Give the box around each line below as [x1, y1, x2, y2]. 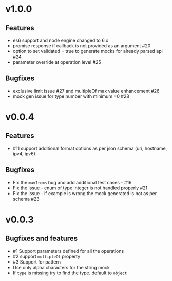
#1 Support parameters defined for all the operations [12, 248, 124, 254]
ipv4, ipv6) [12, 150, 36, 157]
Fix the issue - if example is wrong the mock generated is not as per [12, 190, 157, 196]
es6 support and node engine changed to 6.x [12, 37, 109, 43]
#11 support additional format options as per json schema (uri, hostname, [12, 145, 167, 151]
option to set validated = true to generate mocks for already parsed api [12, 48, 163, 54]
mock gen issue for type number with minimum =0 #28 [12, 93, 129, 99]
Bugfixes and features [5, 234, 78, 243]
